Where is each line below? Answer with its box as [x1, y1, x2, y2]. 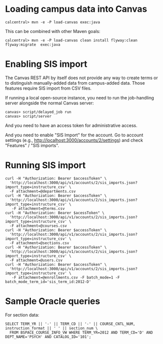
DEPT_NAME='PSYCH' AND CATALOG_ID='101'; [5, 334, 92, 339]
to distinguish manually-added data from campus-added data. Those [5, 80, 145, 86]
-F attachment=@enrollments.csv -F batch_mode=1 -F [11, 275, 120, 280]
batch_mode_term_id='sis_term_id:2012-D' [5, 279, 92, 284]
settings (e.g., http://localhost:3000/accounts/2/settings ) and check [5, 137, 143, 143]
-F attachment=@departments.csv [9, 188, 76, 194]
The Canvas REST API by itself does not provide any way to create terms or [5, 75, 158, 81]
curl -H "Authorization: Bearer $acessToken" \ [5, 210, 105, 215]
